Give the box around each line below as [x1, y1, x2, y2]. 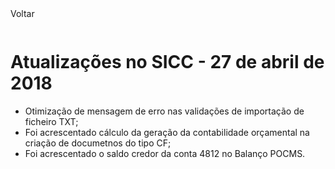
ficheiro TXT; [24, 115, 79, 127]
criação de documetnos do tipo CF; [24, 137, 172, 149]
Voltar [10, 8, 35, 19]
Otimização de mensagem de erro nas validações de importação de [24, 105, 305, 117]
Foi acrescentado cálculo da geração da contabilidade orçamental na [24, 126, 310, 138]
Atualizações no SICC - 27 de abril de [10, 51, 325, 74]
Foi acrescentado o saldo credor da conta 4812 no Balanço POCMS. [24, 147, 306, 159]
